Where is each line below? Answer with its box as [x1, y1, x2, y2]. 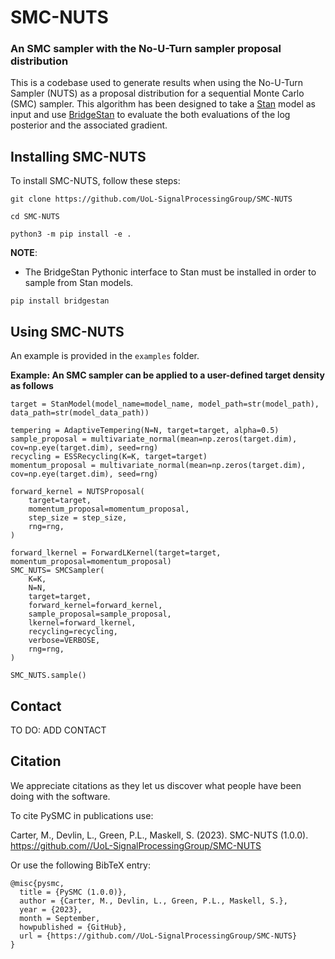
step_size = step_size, [28, 513, 128, 523]
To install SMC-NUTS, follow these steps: [10, 175, 181, 187]
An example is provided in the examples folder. [10, 350, 200, 362]
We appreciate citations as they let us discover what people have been [10, 779, 302, 791]
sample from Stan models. [24, 277, 134, 289]
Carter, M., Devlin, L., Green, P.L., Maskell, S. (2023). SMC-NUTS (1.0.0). [10, 829, 309, 841]
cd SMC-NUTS [10, 212, 60, 222]
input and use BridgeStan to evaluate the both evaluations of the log [10, 109, 291, 121]
